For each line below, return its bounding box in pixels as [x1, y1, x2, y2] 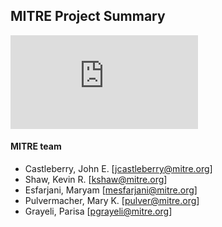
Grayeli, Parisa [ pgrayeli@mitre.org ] [24, 205, 173, 218]
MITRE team [10, 140, 62, 153]
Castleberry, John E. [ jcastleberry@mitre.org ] [24, 163, 213, 175]
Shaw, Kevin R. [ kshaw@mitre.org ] [24, 174, 168, 186]
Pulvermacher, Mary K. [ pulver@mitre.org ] [24, 195, 200, 207]
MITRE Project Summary [10, 8, 166, 25]
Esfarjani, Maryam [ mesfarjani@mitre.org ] [24, 184, 198, 196]
